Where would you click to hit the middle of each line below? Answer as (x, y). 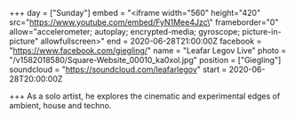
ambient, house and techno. (60, 105)
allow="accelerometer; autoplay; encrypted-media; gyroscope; (125, 32)
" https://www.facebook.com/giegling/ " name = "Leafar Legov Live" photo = (148, 51)
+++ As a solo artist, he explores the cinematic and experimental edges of (145, 96)
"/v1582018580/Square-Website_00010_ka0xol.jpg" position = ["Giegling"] (145, 60)
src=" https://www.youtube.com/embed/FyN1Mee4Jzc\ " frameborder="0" (144, 22)
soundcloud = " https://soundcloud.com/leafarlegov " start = (118, 69)
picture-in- (262, 32)
